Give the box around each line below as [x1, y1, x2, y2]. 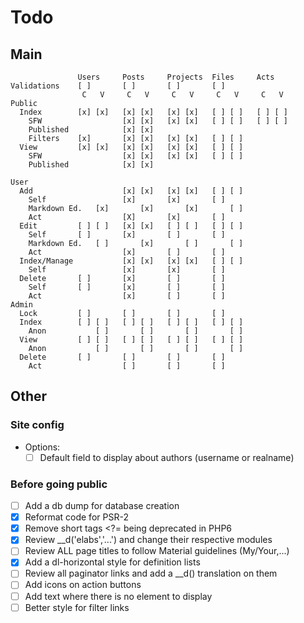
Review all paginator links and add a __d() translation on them [24, 567, 278, 580]
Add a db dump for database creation [24, 500, 180, 512]
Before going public [10, 477, 108, 491]
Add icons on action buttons [24, 579, 142, 591]
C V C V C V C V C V [81, 90, 284, 100]
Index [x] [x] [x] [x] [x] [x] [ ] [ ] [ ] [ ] [19, 107, 288, 117]
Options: [24, 441, 61, 453]
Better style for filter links [24, 601, 130, 613]
